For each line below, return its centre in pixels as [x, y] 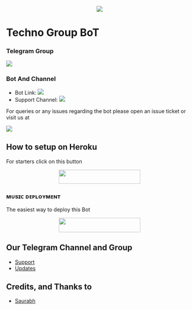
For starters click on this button [44, 161]
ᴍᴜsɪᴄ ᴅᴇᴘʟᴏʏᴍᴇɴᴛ [33, 196]
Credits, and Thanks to [49, 287]
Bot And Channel [31, 79]
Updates [25, 268]
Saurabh [25, 301]
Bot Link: [25, 92]
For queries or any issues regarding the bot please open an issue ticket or [96, 111]
